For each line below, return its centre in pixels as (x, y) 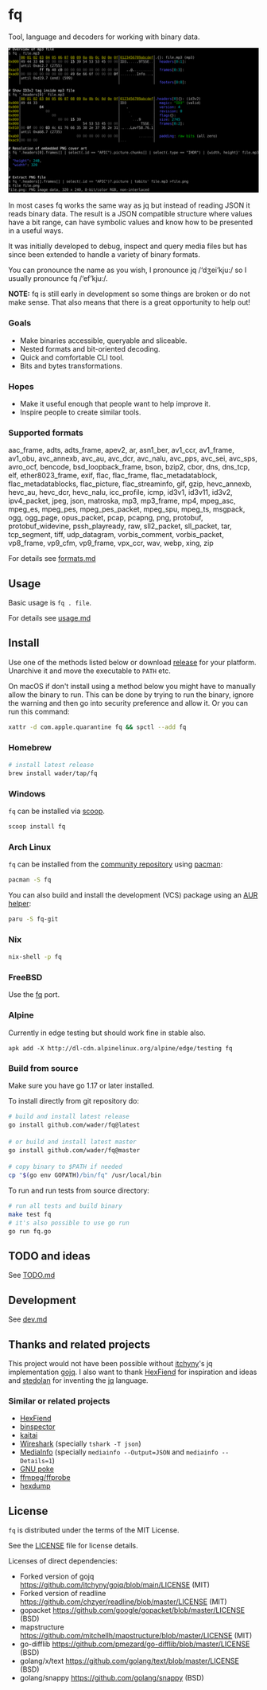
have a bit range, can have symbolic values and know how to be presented (131, 222)
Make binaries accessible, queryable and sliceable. (103, 341)
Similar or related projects (59, 1400)
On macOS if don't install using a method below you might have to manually (132, 686)
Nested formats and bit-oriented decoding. (90, 349)
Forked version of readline (63, 1594)
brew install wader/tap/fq (53, 773)
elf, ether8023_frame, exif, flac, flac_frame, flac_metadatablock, (113, 476)
